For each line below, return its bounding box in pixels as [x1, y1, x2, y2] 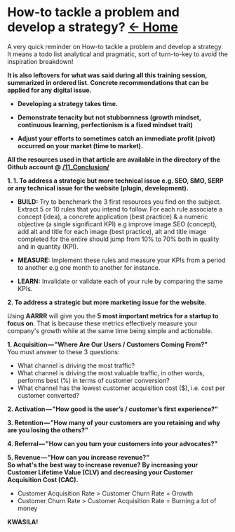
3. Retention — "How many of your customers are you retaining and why [7, 418, 221, 427]
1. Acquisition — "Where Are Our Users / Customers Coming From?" [7, 340, 208, 349]
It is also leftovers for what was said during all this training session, [7, 71, 208, 79]
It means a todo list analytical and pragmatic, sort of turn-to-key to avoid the [7, 50, 228, 58]
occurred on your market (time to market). [17, 141, 144, 150]
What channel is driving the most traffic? [17, 361, 135, 370]
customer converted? [17, 391, 79, 399]
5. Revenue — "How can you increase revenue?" [7, 453, 150, 461]
